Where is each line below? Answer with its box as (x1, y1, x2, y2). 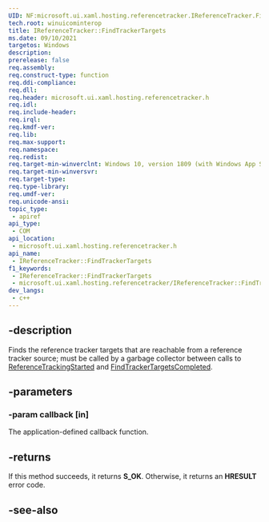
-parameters (8, 385, 73, 399)
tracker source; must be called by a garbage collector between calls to (8, 353, 242, 363)
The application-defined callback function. (8, 427, 149, 436)
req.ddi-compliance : (8, 78, 78, 86)
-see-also (8, 503, 58, 516)
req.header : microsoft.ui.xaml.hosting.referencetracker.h (8, 94, 210, 102)
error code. (8, 480, 46, 490)
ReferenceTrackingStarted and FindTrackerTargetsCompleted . (8, 361, 214, 372)
